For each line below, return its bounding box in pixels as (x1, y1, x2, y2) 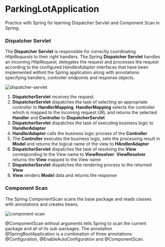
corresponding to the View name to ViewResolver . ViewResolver (12, 151, 146, 157)
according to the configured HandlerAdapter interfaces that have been (5, 64, 149, 70)
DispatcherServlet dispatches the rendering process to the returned (12, 162, 152, 168)
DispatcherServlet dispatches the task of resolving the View (12, 146, 136, 152)
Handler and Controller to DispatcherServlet (12, 115, 105, 121)
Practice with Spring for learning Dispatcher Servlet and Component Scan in (5, 20, 160, 26)
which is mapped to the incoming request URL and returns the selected (12, 109, 157, 115)
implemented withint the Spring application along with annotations (5, 70, 139, 75)
